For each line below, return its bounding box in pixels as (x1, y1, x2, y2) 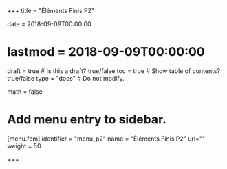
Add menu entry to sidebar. (7, 112, 167, 128)
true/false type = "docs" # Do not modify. (7, 74, 125, 82)
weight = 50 (7, 141, 41, 150)
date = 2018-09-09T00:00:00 (7, 20, 91, 28)
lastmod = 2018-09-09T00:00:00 (7, 44, 205, 60)
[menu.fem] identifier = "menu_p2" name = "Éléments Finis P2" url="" (7, 135, 206, 143)
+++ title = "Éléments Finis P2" (7, 7, 95, 14)
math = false (7, 87, 43, 96)
